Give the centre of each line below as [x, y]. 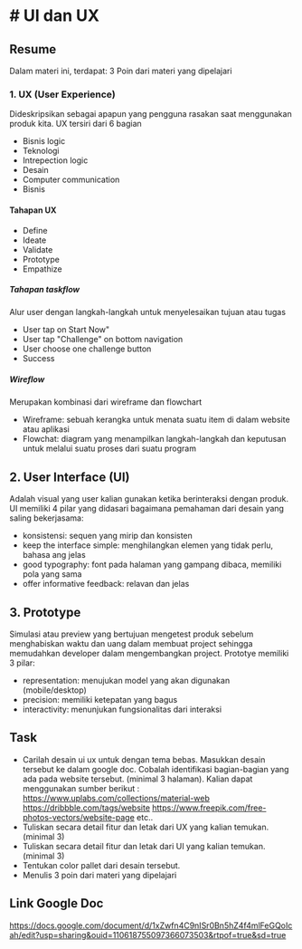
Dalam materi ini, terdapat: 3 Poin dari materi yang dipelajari [121, 71]
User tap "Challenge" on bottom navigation [103, 340]
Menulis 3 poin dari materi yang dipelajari [99, 875]
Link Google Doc [57, 903]
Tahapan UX [33, 210]
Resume [33, 49]
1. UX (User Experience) [62, 94]
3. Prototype [45, 612]
